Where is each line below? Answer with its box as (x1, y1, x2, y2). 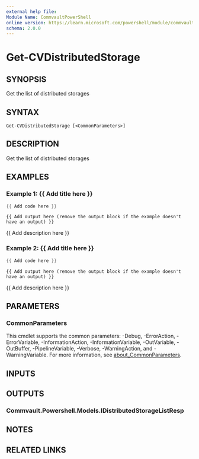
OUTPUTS (6, 389, 44, 399)
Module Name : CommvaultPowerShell (6, 14, 92, 20)
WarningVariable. (6, 351, 49, 359)
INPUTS (6, 368, 36, 378)
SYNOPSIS (6, 74, 47, 84)
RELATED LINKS (6, 445, 66, 455)
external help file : (6, 8, 57, 15)
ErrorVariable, (6, 339, 40, 346)
